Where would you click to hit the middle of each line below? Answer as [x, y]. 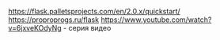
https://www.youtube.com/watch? [156, 20]
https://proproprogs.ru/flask [54, 20]
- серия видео [87, 28]
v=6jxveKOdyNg [35, 28]
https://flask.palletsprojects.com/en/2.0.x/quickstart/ [94, 11]
